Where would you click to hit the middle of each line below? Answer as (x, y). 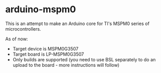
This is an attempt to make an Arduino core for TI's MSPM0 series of (77, 23)
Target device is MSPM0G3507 (45, 48)
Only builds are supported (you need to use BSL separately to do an (84, 59)
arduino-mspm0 (41, 9)
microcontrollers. (23, 29)
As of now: (17, 39)
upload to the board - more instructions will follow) (66, 65)
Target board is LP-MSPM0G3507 (48, 54)
